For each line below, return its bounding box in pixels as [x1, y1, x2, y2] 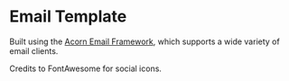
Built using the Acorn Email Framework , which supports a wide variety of [9, 36, 280, 47]
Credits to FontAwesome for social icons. [9, 63, 163, 74]
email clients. [9, 45, 59, 56]
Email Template [9, 6, 127, 27]
